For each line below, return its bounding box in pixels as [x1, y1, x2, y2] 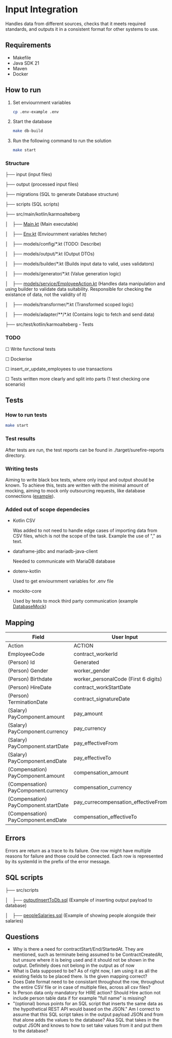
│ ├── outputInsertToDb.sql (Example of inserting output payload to [5, 896, 153, 903]
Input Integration [5, 4, 78, 15]
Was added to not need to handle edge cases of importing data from [12, 527, 158, 534]
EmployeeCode [8, 650, 45, 657]
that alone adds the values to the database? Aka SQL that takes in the [12, 1017, 160, 1023]
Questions [5, 932, 39, 942]
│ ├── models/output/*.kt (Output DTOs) [5, 251, 95, 257]
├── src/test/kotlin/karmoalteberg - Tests [5, 322, 94, 328]
